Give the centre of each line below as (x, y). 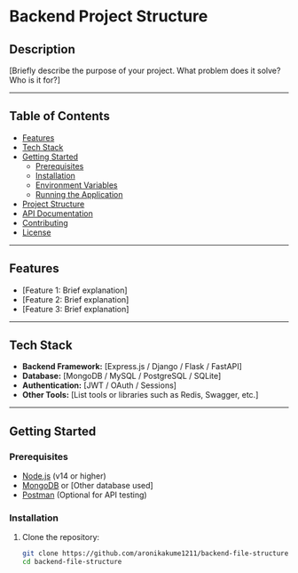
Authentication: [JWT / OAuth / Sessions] (99, 385)
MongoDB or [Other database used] (87, 486)
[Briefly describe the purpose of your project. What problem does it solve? (145, 70)
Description (42, 49)
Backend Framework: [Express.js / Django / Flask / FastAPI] (132, 367)
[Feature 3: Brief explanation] (75, 309)
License (36, 232)
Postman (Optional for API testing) (85, 495)
